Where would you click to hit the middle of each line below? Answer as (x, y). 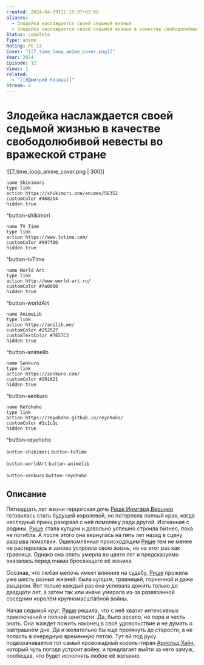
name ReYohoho (24, 407)
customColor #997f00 (32, 242)
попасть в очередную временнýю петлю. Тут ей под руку (81, 636)
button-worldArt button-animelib (48, 464)
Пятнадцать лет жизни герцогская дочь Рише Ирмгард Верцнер (90, 509)
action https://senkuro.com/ (43, 374)
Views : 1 (17, 69)
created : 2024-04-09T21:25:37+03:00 (53, 12)
